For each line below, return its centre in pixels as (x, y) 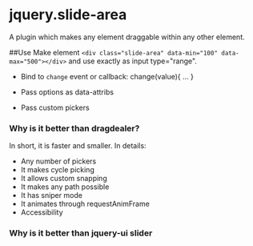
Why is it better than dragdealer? (74, 128)
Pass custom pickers (55, 107)
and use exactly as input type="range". (133, 61)
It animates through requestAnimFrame (85, 204)
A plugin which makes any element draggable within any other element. (127, 37)
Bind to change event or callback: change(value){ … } (107, 76)
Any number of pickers (58, 161)
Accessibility (42, 212)
